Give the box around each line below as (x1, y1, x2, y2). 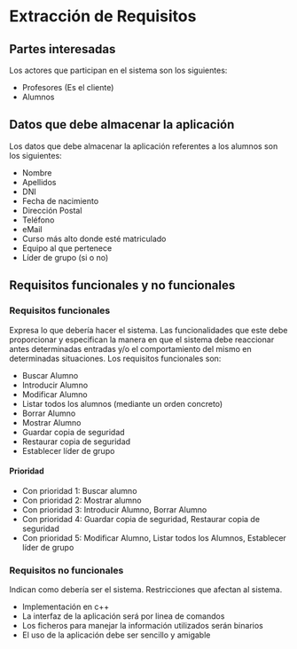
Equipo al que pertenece (21, 242, 113, 254)
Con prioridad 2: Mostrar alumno (21, 495, 142, 505)
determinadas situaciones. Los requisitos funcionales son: (9, 353, 222, 364)
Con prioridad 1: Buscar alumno (21, 485, 137, 496)
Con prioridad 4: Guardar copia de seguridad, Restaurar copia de (21, 513, 260, 524)
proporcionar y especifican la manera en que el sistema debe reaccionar (9, 334, 275, 345)
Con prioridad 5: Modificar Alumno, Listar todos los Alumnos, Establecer (21, 532, 286, 543)
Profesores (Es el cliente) (21, 82, 114, 92)
